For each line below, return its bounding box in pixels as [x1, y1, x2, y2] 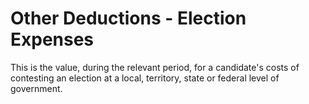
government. [10, 82, 63, 94]
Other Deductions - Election [10, 7, 247, 30]
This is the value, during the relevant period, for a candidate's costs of [10, 61, 300, 73]
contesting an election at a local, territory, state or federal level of [10, 72, 280, 84]
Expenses [10, 28, 95, 51]
